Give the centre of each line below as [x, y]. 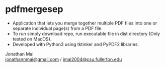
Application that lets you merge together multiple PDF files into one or [85, 23]
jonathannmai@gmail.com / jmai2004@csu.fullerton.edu [64, 59]
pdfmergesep [34, 9]
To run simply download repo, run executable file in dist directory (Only [86, 33]
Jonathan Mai [19, 54]
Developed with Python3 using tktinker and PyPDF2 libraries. [76, 44]
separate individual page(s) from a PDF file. [58, 28]
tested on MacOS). [32, 39]
